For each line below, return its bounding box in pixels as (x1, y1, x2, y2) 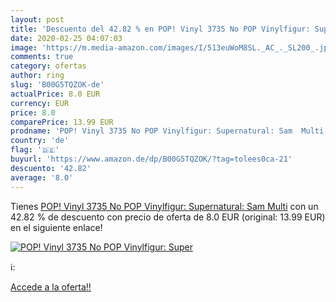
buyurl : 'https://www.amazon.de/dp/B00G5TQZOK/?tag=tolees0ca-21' (10, 154, 293, 164)
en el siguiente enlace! (10, 221, 103, 233)
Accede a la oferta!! (10, 281, 92, 293)
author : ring (10, 71, 65, 81)
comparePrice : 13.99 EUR (10, 117, 114, 127)
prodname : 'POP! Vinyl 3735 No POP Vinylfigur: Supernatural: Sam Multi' (10, 126, 329, 136)
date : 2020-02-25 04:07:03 (10, 33, 123, 43)
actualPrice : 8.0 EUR (10, 89, 101, 99)
